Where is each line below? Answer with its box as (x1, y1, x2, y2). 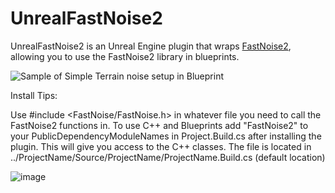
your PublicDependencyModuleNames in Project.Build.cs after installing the (10, 130, 322, 142)
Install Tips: (10, 89, 58, 101)
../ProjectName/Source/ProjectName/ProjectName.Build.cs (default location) (10, 151, 326, 163)
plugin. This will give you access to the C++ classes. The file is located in (10, 140, 312, 152)
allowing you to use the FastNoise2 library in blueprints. (10, 50, 240, 62)
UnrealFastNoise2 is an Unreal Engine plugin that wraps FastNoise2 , (10, 40, 292, 52)
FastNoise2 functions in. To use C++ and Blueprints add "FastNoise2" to (10, 119, 309, 131)
